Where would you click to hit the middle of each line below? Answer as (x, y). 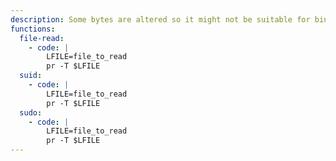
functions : (33, 29)
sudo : (31, 112)
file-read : (42, 38)
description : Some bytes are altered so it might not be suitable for (160, 19)
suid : (31, 76)
